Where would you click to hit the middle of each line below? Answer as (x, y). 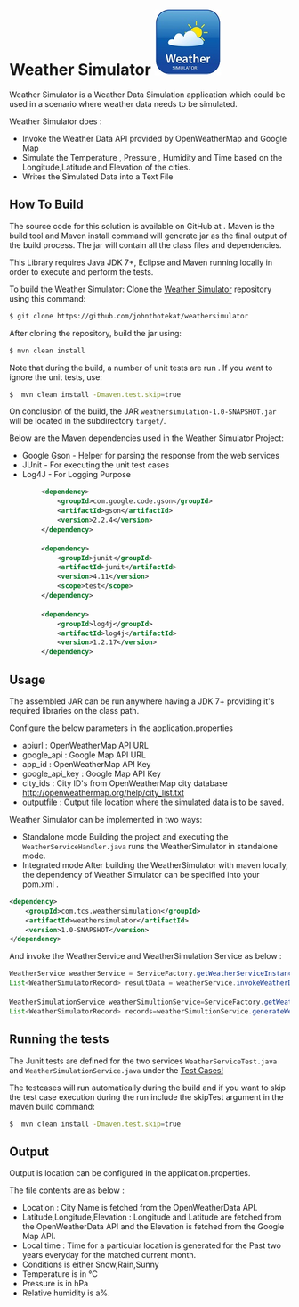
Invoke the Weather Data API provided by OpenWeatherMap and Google (154, 138)
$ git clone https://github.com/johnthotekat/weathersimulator (129, 316)
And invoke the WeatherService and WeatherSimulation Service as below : (145, 956)
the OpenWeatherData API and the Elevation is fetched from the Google (153, 1227)
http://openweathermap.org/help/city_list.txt (103, 792)
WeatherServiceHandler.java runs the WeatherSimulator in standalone (150, 846)
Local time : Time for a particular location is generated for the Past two (152, 1245)
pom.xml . (40, 884)
